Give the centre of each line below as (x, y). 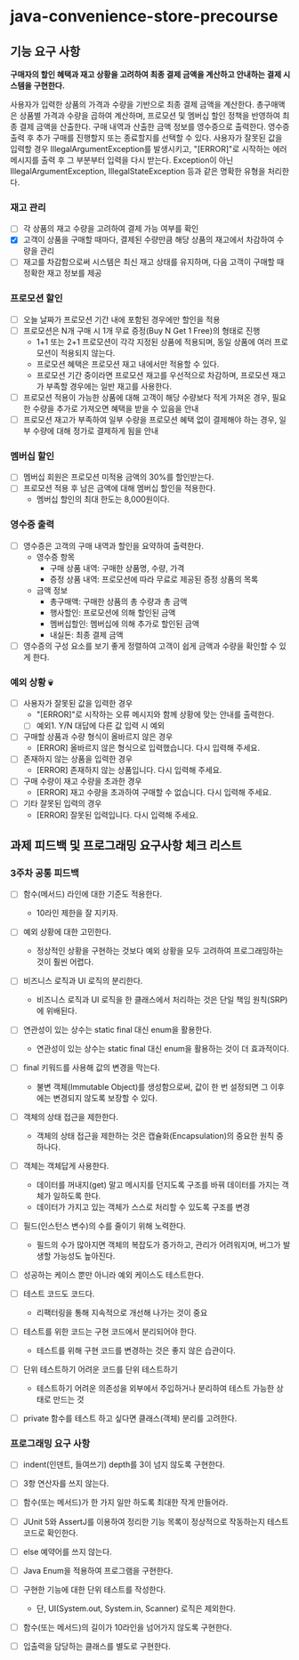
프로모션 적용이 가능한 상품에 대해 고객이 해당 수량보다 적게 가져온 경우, (146, 397)
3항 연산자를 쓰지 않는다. (66, 1484)
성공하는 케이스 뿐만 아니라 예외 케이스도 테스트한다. (113, 1275)
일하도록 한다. (77, 1196)
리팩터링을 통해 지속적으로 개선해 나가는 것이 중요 (122, 1312)
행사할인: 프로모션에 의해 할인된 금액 (113, 612)
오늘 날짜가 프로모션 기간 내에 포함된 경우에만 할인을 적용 (121, 319)
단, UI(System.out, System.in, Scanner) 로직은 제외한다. (136, 1608)
